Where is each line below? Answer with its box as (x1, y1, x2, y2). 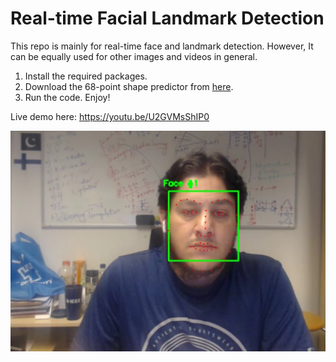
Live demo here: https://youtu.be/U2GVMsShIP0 (10, 110, 210, 122)
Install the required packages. (24, 70, 148, 82)
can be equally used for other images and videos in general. (10, 50, 258, 62)
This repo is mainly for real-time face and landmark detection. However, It (10, 40, 314, 52)
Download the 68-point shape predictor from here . (24, 80, 234, 92)
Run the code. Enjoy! (24, 91, 111, 103)
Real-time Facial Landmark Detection (10, 7, 325, 30)
